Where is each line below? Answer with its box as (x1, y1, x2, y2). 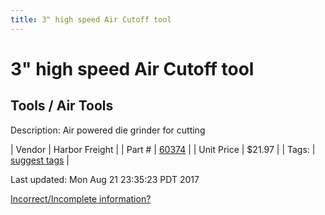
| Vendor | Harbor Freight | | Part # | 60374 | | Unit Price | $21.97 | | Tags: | (10, 143, 316, 155)
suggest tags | (10, 154, 70, 166)
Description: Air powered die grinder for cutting (10, 124, 206, 136)
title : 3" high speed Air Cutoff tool (10, 14, 172, 25)
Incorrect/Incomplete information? (10, 192, 152, 205)
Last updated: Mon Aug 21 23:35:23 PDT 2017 (10, 173, 200, 185)
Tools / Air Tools (10, 97, 114, 115)
